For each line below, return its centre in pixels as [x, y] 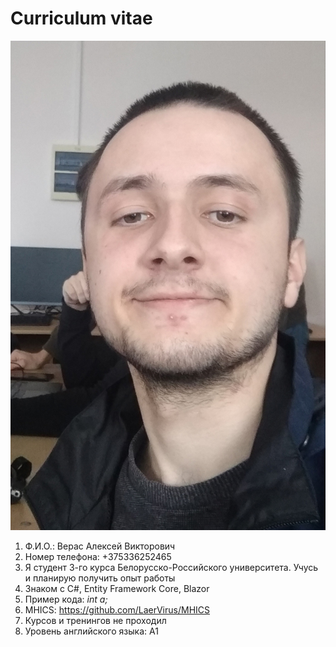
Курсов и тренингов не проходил [95, 621]
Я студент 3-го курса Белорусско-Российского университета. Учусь [171, 568]
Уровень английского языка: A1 [91, 631]
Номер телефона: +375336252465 [98, 557]
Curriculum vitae [81, 18]
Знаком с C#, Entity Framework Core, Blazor [117, 589]
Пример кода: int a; [66, 599]
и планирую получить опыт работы [100, 578]
